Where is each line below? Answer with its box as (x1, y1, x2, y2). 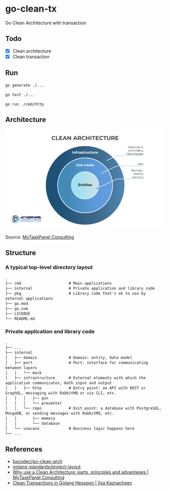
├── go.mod (5, 301, 28, 306)
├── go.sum (5, 306, 28, 311)
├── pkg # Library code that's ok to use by (5, 291, 146, 296)
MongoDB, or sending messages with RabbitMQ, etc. (5, 411, 114, 416)
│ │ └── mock (5, 371, 42, 376)
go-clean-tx (5, 3, 57, 15)
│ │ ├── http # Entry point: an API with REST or (5, 386, 146, 391)
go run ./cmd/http (5, 102, 44, 107)
